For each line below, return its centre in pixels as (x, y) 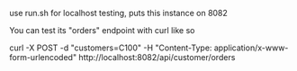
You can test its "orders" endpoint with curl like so (102, 30)
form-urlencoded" (43, 57)
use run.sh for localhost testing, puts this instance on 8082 (118, 13)
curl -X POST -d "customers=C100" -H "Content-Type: (111, 48)
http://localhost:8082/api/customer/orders (157, 57)
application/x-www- (251, 48)
